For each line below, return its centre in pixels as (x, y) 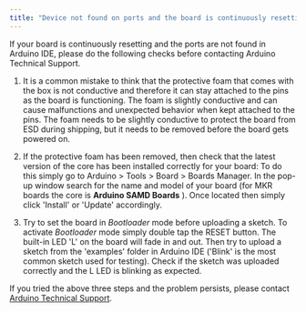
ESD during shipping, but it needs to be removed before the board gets (156, 129)
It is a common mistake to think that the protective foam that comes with (158, 81)
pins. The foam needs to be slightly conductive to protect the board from (159, 119)
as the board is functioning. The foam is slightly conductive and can (150, 100)
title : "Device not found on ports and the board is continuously (138, 18)
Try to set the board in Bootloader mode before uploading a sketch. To (155, 222)
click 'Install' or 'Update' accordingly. (92, 205)
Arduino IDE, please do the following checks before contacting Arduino (143, 53)
